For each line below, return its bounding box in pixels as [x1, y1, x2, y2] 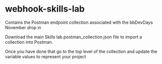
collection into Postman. [5, 39, 53, 45]
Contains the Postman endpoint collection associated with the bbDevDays [5, 19, 153, 25]
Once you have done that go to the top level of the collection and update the [5, 48, 158, 54]
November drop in [5, 24, 41, 30]
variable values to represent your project [5, 53, 86, 59]
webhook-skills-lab [5, 3, 85, 15]
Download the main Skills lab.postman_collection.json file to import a [5, 34, 142, 40]
